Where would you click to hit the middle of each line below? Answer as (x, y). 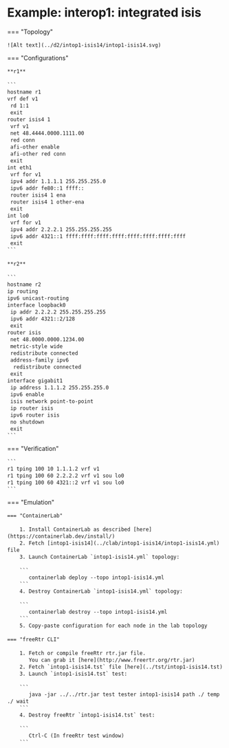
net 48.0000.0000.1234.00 (47, 339)
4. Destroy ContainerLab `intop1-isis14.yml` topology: (101, 591)
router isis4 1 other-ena (47, 202)
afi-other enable (35, 147)
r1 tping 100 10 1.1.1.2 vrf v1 (53, 469)
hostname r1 (24, 92)
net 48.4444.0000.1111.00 (47, 133)
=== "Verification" (33, 448)
